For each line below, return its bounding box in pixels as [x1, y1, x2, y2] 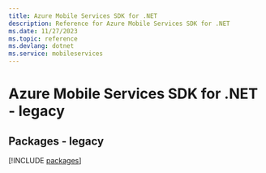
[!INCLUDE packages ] [8, 156, 82, 165]
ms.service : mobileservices [8, 50, 104, 58]
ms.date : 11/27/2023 [8, 27, 79, 35]
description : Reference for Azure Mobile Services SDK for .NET [8, 19, 230, 28]
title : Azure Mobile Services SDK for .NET [8, 11, 158, 20]
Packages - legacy [8, 134, 104, 148]
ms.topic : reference [8, 34, 79, 43]
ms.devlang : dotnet [8, 42, 75, 50]
